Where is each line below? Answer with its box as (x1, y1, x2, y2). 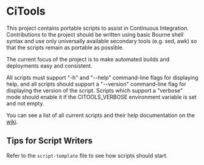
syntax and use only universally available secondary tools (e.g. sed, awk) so (6, 37, 197, 44)
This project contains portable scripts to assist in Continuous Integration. (6, 24, 189, 32)
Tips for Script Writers (6, 136, 93, 146)
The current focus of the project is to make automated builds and (6, 55, 170, 63)
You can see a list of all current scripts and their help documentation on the (6, 111, 195, 119)
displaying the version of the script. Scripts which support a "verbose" (6, 86, 183, 94)
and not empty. (6, 99, 44, 107)
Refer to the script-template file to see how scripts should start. (6, 152, 168, 159)
